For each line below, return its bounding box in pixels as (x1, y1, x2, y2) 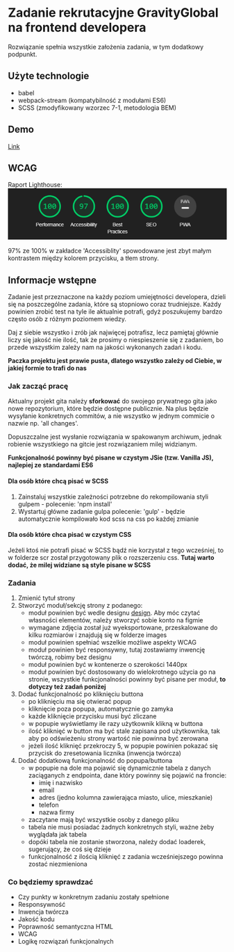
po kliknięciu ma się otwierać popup (28, 697, 132, 706)
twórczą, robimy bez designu (28, 653, 112, 661)
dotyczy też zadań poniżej (28, 683, 106, 691)
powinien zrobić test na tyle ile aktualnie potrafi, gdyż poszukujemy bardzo (8, 307, 223, 316)
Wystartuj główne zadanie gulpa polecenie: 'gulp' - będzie (17, 507, 185, 515)
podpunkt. (8, 50, 37, 58)
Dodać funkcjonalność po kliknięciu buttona (17, 690, 144, 698)
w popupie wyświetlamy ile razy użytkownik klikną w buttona (28, 720, 203, 728)
